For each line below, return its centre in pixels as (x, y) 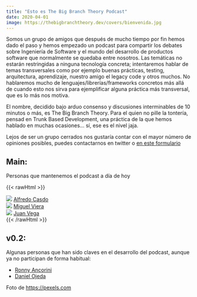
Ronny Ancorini (33, 270)
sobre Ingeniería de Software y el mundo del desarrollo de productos (90, 52)
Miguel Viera (29, 206)
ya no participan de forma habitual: (49, 258)
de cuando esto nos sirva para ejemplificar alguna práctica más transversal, (98, 89)
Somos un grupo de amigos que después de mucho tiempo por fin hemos (96, 39)
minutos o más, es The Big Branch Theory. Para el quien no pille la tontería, (97, 113)
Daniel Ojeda (30, 276)
